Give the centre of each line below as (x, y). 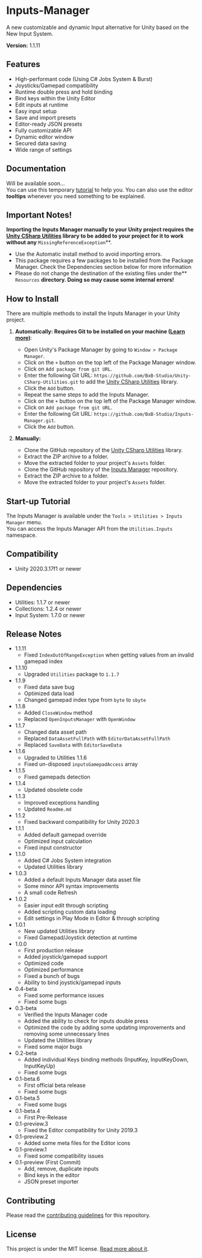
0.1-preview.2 (31, 1136)
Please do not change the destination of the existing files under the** (101, 273)
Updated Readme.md (48, 809)
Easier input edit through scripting (66, 906)
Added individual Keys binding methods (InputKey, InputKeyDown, (106, 1060)
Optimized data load (49, 693)
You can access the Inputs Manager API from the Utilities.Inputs (90, 529)
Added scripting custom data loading (70, 912)
